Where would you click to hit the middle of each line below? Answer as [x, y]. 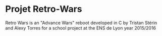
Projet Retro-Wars [44, 9]
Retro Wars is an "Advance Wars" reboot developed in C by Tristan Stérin [81, 23]
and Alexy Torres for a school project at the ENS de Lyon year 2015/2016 [81, 28]
